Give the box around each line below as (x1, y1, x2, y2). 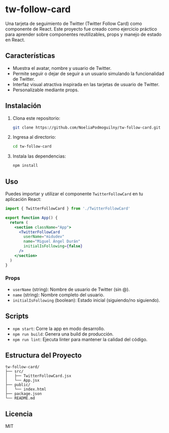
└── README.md (5, 396, 36, 401)
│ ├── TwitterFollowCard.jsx (5, 373, 72, 378)
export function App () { (5, 215, 58, 220)
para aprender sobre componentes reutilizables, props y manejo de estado (5, 31, 162, 37)
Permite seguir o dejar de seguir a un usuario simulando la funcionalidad (12, 70, 164, 77)
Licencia (5, 410, 33, 418)
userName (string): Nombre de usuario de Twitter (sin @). (12, 286, 130, 292)
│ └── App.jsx (5, 378, 40, 383)
